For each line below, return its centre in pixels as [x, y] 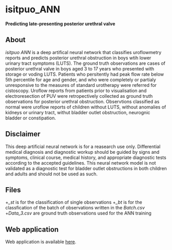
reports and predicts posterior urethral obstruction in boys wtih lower [78, 58]
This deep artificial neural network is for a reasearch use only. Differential [83, 146]
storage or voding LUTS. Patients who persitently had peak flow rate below [85, 74]
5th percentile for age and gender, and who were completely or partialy [81, 79]
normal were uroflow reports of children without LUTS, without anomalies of [86, 107]
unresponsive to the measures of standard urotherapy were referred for [81, 85]
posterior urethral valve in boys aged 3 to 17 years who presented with [80, 68]
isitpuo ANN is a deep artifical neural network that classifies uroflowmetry [83, 52]
